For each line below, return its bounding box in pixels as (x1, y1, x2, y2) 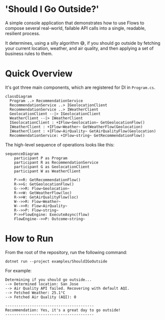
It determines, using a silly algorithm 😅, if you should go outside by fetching (5, 40, 161, 46)
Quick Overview (5, 68, 73, 79)
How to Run (5, 233, 54, 244)
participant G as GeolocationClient (14, 164, 90, 169)
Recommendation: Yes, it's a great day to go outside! (5, 308, 121, 313)
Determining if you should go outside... (5, 277, 92, 282)
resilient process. (5, 30, 41, 36)
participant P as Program (14, 155, 68, 161)
